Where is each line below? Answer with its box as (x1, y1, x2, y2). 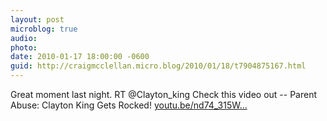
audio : (10, 33, 38, 43)
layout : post (10, 14, 65, 25)
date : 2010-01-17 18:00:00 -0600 (10, 52, 150, 62)
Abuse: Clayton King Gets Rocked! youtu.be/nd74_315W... (10, 99, 248, 111)
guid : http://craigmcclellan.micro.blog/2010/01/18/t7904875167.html (10, 61, 307, 71)
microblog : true (10, 24, 78, 34)
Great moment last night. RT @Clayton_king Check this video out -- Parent (10, 89, 318, 100)
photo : (10, 42, 38, 53)
